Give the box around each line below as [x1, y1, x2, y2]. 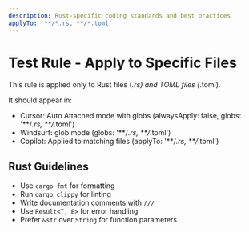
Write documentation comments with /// [19, 198, 155, 208]
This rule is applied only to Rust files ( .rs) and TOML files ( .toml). [8, 80, 221, 90]
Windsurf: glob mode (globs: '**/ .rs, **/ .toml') [19, 128, 171, 138]
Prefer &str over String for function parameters [19, 215, 178, 225]
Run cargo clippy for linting [19, 190, 112, 199]
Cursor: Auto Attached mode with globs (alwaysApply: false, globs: [19, 111, 242, 121]
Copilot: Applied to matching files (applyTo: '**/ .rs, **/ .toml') [19, 137, 219, 146]
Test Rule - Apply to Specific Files [8, 54, 238, 72]
